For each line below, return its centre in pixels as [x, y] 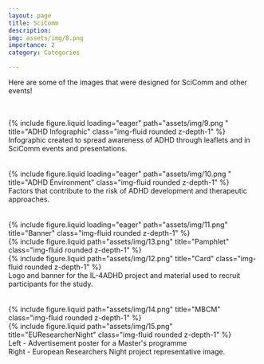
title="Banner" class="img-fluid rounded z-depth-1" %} [99, 233]
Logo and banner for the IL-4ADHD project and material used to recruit [124, 275]
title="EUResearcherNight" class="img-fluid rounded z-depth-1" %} [120, 335]
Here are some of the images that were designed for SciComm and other [128, 82]
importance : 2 [32, 45]
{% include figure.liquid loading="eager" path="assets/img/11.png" [118, 225]
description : [30, 30]
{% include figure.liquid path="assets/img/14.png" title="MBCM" [114, 309]
